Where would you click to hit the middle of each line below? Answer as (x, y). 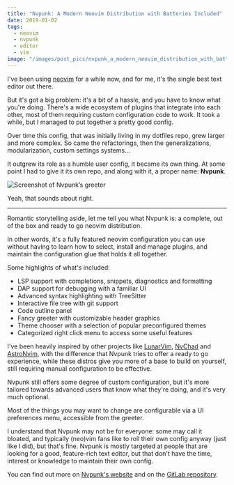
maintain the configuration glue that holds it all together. (87, 254)
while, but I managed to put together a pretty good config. (91, 122)
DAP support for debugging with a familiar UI (81, 288)
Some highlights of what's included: (58, 267)
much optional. (29, 397)
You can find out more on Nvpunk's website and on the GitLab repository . (112, 474)
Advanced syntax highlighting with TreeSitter (82, 295)
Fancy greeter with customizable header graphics (88, 318)
